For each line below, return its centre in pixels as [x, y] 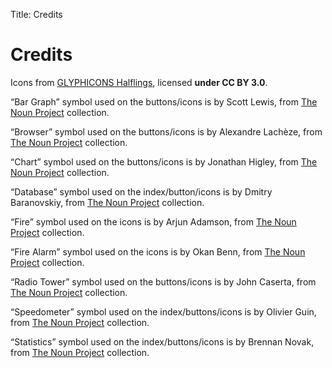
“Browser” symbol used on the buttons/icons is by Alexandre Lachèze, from [166, 131]
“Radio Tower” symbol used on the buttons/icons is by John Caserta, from [163, 281]
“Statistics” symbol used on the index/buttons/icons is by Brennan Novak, [162, 341]
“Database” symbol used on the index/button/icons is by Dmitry [141, 191]
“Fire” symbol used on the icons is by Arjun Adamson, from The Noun [153, 221]
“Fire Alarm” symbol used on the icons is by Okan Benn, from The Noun [158, 251]
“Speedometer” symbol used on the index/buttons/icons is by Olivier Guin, [163, 311]
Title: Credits [36, 14]
